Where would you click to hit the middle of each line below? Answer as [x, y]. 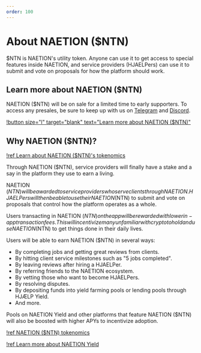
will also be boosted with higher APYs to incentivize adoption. [82, 321]
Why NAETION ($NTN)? [52, 141]
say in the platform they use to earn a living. [61, 173]
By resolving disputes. [42, 284]
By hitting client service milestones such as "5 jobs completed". [93, 258]
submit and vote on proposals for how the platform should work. [85, 71]
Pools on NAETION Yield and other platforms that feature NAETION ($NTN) [99, 315]
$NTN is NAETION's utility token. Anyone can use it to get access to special [100, 58]
